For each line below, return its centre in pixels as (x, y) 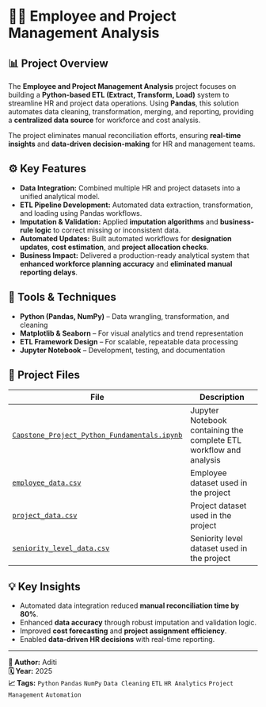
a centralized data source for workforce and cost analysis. (104, 120)
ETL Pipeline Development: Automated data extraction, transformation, (136, 205)
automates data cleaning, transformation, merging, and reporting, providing (131, 111)
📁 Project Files (44, 375)
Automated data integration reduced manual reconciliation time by (129, 605)
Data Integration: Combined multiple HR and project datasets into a (130, 188)
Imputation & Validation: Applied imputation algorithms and (119, 221)
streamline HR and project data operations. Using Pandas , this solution (123, 103)
